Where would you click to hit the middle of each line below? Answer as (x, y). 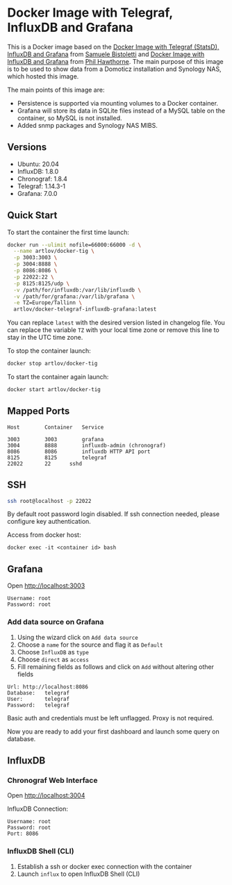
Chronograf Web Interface (52, 780)
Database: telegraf (39, 693)
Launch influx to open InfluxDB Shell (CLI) (78, 874)
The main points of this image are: (56, 90)
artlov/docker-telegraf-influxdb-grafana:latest (85, 309)
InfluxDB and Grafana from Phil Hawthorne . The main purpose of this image (115, 61)
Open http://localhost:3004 (46, 795)
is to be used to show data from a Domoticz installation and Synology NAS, (114, 69)
